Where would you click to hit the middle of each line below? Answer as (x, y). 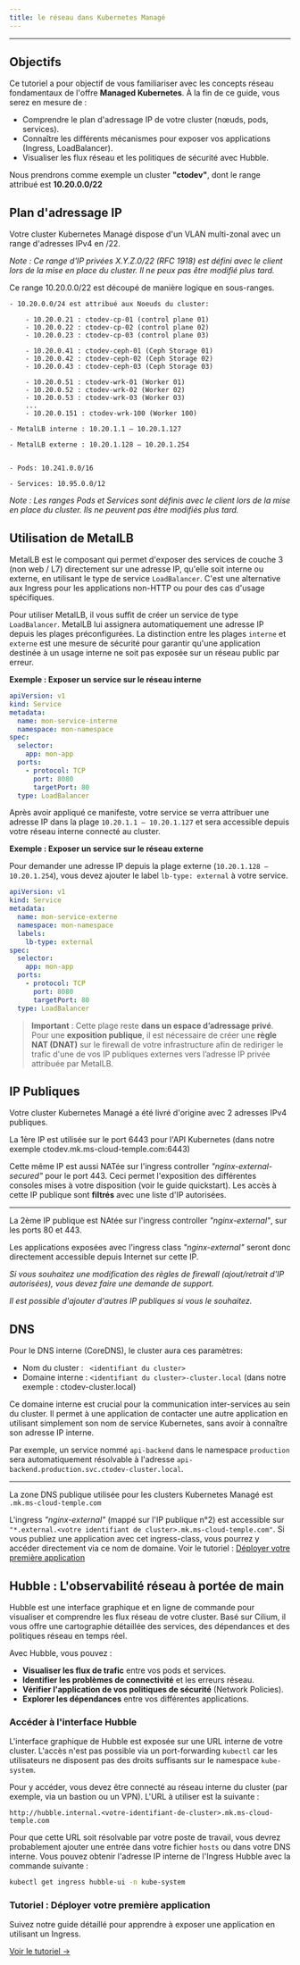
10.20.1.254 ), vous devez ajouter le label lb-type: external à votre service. (149, 875)
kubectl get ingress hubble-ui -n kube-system (97, 1882)
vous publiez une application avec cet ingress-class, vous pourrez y (134, 1539)
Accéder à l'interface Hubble (73, 1722)
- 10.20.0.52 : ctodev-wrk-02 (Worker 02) (105, 390)
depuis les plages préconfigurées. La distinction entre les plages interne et (148, 634)
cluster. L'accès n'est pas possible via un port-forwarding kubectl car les (144, 1751)
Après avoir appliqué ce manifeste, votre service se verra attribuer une (139, 813)
